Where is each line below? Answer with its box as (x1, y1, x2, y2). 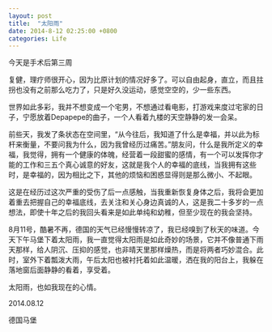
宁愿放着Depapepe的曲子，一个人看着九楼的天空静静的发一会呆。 (22, 113, 242, 122)
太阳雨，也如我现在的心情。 (8, 283, 101, 292)
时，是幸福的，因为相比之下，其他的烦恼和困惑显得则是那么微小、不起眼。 (8, 170, 257, 180)
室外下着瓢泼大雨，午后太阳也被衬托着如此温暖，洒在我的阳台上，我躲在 (22, 255, 264, 265)
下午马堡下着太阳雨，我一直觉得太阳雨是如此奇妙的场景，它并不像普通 (15, 235, 249, 245)
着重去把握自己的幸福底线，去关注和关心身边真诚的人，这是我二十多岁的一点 (8, 198, 264, 207)
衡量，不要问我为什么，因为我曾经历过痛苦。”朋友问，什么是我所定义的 (22, 139, 257, 150)
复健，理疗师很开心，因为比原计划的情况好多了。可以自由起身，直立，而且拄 (8, 74, 264, 85)
